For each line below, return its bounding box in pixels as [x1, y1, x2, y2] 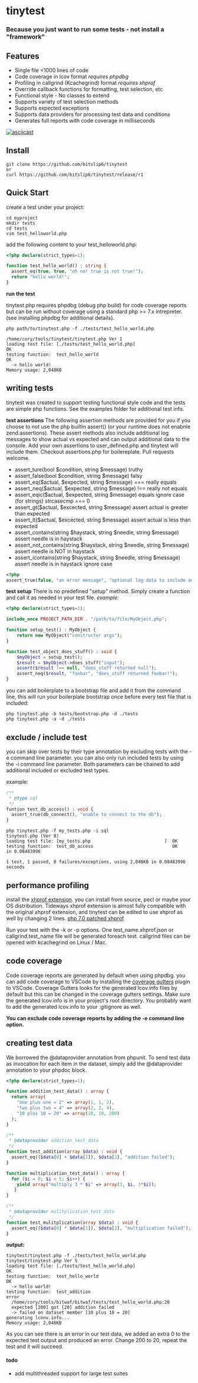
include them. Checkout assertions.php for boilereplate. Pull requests [6, 448, 174, 455]
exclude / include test [6, 732, 87, 742]
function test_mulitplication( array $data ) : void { [6, 1220, 138, 1226]
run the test [6, 290, 35, 297]
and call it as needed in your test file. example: [6, 594, 119, 602]
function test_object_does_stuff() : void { [6, 648, 117, 655]
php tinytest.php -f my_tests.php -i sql [6, 828, 110, 834]
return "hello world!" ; [11, 274, 70, 280]
